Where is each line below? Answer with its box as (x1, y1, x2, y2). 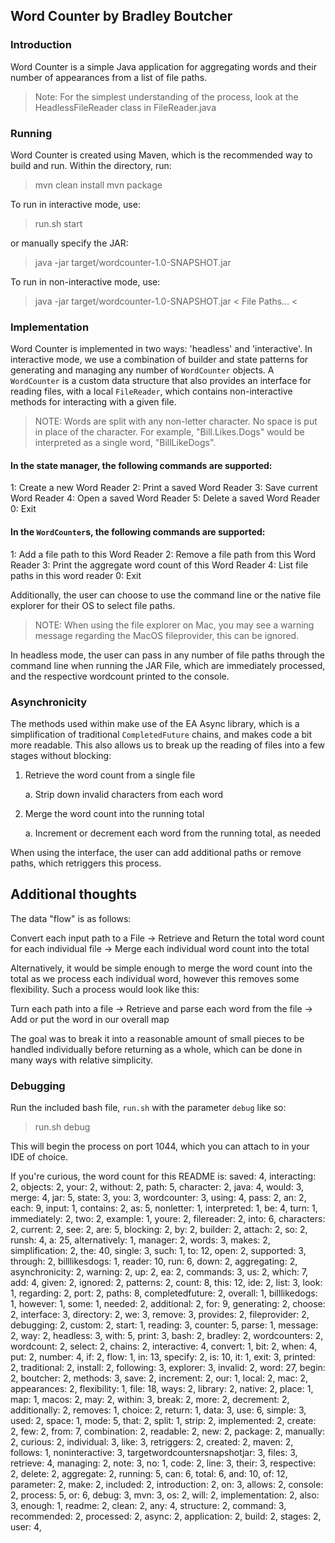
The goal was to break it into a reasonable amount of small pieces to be (10, 1032, 305, 1044)
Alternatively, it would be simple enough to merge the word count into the (10, 962, 313, 974)
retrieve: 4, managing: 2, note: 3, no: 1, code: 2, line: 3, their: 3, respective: (10, 1457, 317, 1469)
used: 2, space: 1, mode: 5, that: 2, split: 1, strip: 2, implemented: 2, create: (10, 1415, 317, 1427)
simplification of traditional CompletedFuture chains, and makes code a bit (10, 728, 313, 740)
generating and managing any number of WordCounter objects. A (10, 364, 275, 376)
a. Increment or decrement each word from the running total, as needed (24, 827, 322, 839)
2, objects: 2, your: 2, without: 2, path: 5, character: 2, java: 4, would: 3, (10, 1181, 305, 1193)
